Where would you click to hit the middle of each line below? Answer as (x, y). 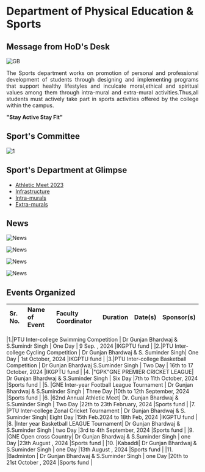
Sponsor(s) (179, 317)
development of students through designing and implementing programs (103, 79)
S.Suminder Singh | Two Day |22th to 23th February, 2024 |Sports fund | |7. (101, 404)
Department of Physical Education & (100, 11)
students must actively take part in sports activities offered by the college (103, 99)
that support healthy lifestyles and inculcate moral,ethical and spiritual (103, 86)
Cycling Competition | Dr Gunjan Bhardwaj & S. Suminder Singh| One (113, 353)
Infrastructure (32, 191)
